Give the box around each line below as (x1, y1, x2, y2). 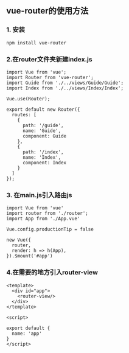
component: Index (22, 159, 67, 166)
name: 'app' (12, 330, 43, 337)
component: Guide (22, 133, 67, 139)
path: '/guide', (22, 122, 64, 128)
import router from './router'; (6, 211, 88, 217)
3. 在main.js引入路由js (6, 190, 72, 199)
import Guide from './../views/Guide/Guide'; (6, 80, 124, 86)
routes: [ (12, 111, 37, 117)
